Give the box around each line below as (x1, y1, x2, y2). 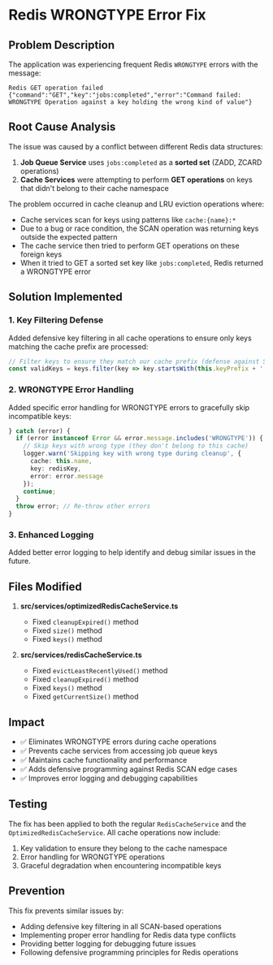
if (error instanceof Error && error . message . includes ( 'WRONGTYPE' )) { (15, 435, 264, 443)
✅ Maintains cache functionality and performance (19, 755, 188, 764)
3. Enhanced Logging (8, 529, 94, 540)
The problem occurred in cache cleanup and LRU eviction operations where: (8, 199, 265, 209)
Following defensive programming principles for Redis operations (19, 947, 239, 957)
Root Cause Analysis (8, 120, 116, 134)
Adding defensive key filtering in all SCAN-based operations (19, 921, 222, 931)
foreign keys (19, 249, 63, 259)
